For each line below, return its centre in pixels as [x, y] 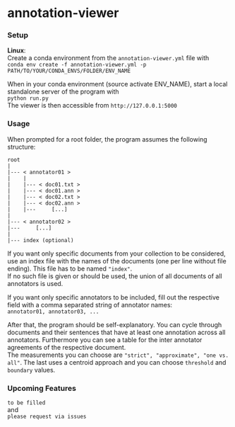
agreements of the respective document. [67, 347]
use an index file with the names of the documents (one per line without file [117, 261]
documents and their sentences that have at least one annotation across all [116, 332]
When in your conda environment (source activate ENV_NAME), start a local [117, 84]
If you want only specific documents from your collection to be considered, [116, 254]
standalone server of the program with [63, 92]
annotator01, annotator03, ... [53, 312]
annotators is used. [35, 283]
